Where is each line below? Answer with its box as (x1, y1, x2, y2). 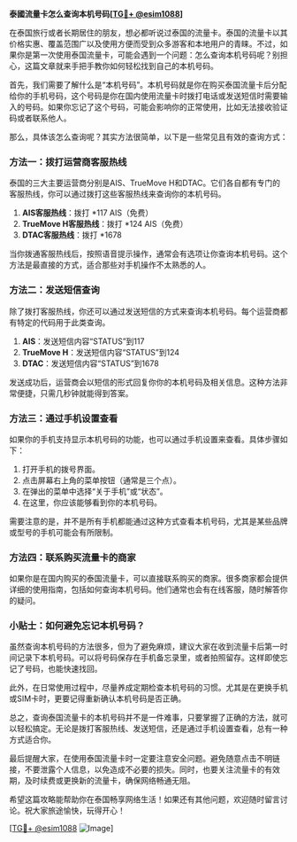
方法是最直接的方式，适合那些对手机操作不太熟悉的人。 (9, 260, 210, 270)
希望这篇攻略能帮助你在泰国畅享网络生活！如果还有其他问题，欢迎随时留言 (9, 794, 280, 805)
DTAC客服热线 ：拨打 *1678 (21, 230, 122, 240)
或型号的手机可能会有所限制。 (9, 526, 118, 537)
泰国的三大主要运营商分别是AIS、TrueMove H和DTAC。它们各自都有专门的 (9, 177, 281, 189)
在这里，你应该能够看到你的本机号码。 (21, 496, 162, 508)
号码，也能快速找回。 (24, 664, 103, 674)
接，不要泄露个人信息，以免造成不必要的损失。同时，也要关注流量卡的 (9, 764, 265, 775)
